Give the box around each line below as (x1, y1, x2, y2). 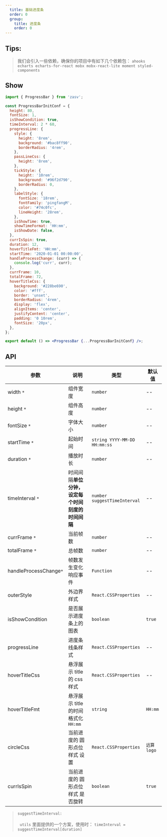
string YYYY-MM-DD (91, 437, 135, 443)
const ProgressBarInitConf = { (5, 103, 70, 108)
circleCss (7, 744, 30, 751)
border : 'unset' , (14, 293, 50, 298)
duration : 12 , (9, 242, 39, 247)
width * (7, 388, 25, 395)
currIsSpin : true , (9, 237, 48, 242)
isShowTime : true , (14, 219, 52, 224)
